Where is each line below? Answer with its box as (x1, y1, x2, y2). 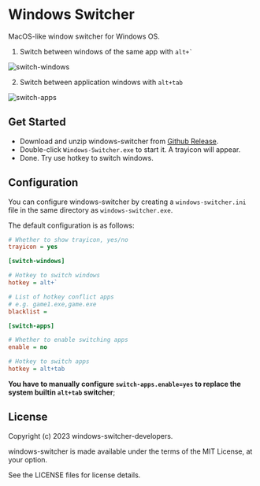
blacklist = (8, 307, 47, 316)
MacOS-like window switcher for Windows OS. (8, 32, 160, 41)
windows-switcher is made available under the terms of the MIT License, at (8, 447, 253, 456)
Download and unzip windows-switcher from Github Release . (19, 136, 219, 146)
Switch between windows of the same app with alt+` (19, 46, 193, 56)
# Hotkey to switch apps (8, 358, 90, 365)
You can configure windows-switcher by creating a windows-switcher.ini (8, 197, 247, 206)
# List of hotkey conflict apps (8, 293, 114, 301)
